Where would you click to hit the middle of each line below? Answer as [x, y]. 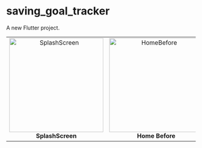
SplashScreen [56, 135]
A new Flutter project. [33, 28]
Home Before [156, 135]
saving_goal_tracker [58, 11]
